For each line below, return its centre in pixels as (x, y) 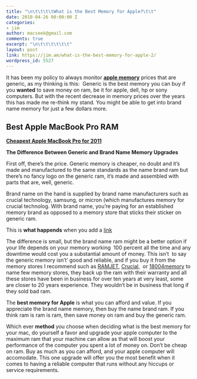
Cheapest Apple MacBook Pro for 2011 (54, 141)
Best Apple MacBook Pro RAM (62, 127)
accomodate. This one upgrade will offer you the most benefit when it (91, 358)
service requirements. (33, 370)
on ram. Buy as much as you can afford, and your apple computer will (90, 351)
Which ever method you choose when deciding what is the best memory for (98, 327)
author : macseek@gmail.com (39, 33)
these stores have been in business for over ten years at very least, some (95, 279)
